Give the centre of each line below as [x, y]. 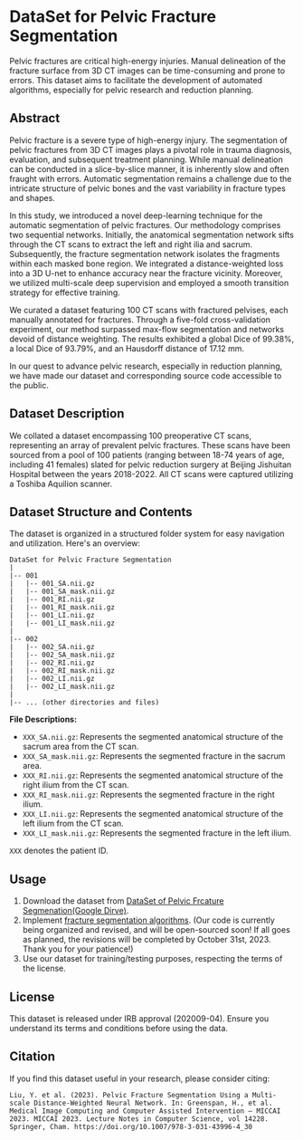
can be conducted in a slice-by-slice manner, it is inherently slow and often [149, 168]
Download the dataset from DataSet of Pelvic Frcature [123, 901]
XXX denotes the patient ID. [59, 851]
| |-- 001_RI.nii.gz [52, 599]
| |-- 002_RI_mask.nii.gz [62, 671]
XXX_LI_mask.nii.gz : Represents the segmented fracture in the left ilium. [157, 833]
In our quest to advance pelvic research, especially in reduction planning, [146, 366]
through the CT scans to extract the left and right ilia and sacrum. [131, 244]
